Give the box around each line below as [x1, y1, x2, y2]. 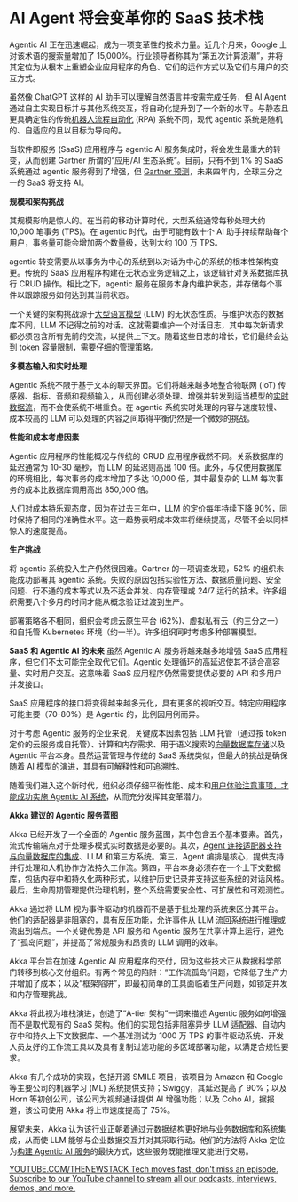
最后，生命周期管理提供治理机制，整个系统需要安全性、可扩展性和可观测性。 [9, 884, 289, 895]
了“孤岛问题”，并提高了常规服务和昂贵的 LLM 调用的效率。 [9, 936, 223, 948]
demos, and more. [9, 1182, 76, 1193]
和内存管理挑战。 [9, 988, 72, 999]
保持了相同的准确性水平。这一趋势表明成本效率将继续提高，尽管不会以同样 [16, 513, 289, 525]
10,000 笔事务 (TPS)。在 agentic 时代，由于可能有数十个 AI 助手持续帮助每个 [9, 226, 289, 237]
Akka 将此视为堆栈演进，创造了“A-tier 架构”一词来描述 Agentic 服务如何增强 [9, 1007, 286, 1019]
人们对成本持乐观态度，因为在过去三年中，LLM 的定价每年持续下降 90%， [9, 503, 280, 513]
